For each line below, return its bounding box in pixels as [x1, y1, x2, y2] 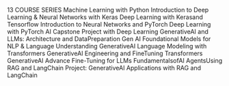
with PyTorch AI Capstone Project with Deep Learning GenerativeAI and [7, 27, 208, 35]
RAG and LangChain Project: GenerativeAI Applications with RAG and [7, 64, 202, 72]
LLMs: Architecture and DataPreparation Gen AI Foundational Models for [7, 35, 211, 43]
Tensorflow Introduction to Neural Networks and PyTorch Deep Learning [7, 20, 211, 28]
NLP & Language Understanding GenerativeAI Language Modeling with [7, 42, 207, 50]
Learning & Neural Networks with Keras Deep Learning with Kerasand [7, 13, 203, 21]
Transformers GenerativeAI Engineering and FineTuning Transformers [7, 49, 203, 57]
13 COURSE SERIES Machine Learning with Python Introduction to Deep [7, 6, 209, 14]
